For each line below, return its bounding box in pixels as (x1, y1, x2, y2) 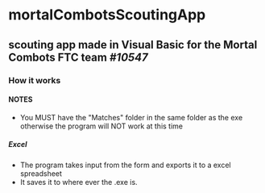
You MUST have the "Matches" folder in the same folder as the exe (19, 112, 243, 122)
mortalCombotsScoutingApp (8, 6, 206, 24)
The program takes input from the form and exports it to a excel (19, 160, 231, 170)
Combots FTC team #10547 (8, 50, 149, 64)
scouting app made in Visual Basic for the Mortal (8, 38, 258, 52)
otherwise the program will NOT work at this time (19, 121, 184, 131)
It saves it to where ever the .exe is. (19, 177, 139, 187)
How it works (8, 74, 61, 86)
